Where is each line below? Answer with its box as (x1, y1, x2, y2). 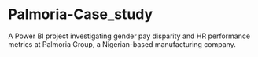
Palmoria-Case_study (8, 5, 153, 23)
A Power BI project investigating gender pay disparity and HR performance (8, 31, 250, 41)
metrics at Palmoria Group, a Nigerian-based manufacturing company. (8, 39, 236, 48)
